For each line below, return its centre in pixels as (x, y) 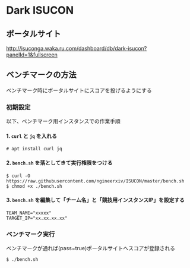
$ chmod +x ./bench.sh (34, 186)
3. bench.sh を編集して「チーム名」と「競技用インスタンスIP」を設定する (96, 200)
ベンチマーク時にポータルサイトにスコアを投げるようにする (79, 90)
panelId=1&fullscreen (32, 55)
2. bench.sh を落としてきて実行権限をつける (59, 163)
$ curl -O (18, 176)
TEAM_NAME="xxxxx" (29, 213)
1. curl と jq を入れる (32, 136)
